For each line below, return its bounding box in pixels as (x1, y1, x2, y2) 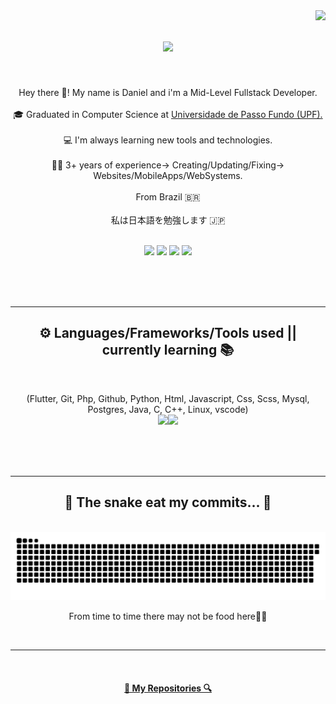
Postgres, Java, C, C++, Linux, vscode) (87, 403, 249, 415)
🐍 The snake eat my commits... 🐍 (64, 494, 272, 511)
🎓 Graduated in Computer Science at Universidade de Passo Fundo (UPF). (13, 108, 323, 120)
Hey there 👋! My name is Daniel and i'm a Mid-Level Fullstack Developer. (18, 86, 318, 98)
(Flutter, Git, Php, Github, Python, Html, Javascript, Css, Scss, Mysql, (26, 392, 310, 404)
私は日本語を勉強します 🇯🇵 (110, 214, 226, 226)
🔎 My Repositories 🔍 (124, 682, 212, 694)
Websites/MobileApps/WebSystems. (93, 169, 243, 181)
